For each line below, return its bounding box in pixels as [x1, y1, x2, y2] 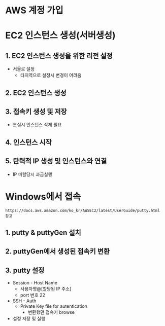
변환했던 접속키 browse [27, 309, 75, 315]
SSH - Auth [12, 298, 37, 304]
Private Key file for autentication [20, 303, 88, 309]
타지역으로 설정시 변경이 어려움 [20, 72, 82, 79]
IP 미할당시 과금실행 [12, 171, 52, 177]
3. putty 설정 [5, 266, 45, 274]
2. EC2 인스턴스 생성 [5, 88, 67, 97]
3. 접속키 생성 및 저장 [5, 107, 67, 116]
